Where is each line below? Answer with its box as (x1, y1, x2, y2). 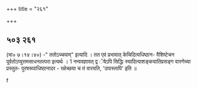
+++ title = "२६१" (6, 5, 48, 12)
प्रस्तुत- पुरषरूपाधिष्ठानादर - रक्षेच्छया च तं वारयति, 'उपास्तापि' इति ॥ (6, 64, 137, 72)
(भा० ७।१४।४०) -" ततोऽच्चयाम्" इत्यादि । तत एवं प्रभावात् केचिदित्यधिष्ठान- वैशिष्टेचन (6, 51, 175, 58)
